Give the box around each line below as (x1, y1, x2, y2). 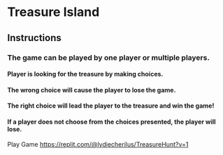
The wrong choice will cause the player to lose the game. (7, 85, 176, 94)
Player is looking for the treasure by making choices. (7, 70, 164, 79)
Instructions (7, 32, 62, 44)
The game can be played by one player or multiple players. (7, 53, 210, 63)
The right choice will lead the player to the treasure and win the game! (7, 101, 215, 110)
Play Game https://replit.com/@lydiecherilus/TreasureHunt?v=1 (7, 140, 189, 149)
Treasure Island (7, 4, 100, 20)
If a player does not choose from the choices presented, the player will (7, 117, 216, 126)
